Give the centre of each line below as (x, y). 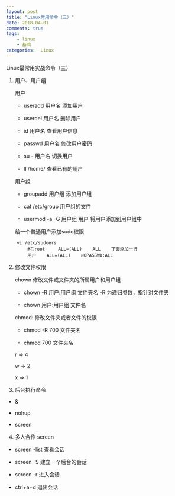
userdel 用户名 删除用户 (52, 118)
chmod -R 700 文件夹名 (52, 330)
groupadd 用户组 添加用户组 (58, 194)
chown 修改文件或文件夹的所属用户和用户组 (68, 280)
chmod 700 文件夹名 (48, 343)
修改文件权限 (30, 267)
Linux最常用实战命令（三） (39, 68)
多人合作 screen (34, 437)
